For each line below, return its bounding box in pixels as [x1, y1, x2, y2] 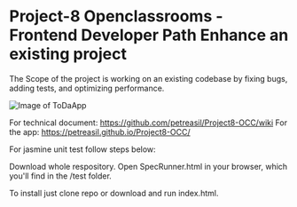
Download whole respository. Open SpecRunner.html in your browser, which [9, 161, 288, 171]
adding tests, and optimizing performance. [9, 83, 165, 93]
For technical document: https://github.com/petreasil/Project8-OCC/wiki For [9, 117, 288, 128]
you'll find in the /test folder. [9, 171, 113, 181]
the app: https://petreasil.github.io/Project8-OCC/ [9, 126, 191, 137]
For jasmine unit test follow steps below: [9, 144, 157, 155]
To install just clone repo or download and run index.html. [9, 187, 219, 198]
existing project [9, 44, 127, 64]
